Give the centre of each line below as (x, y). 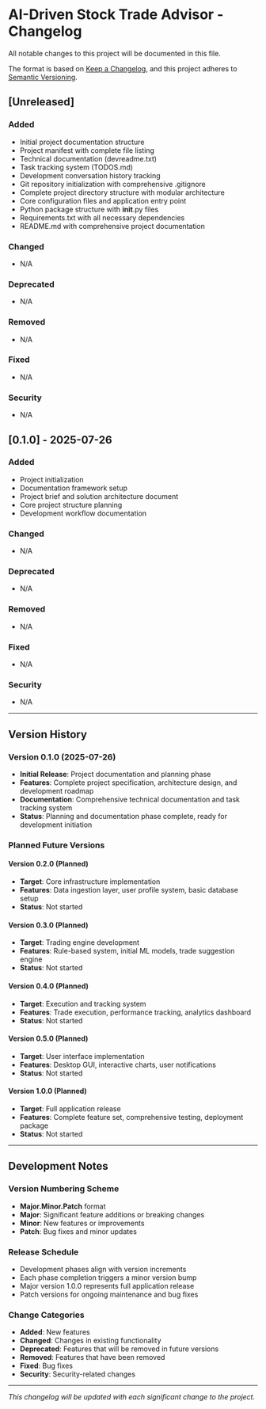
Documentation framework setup (74, 488)
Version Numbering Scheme (64, 1189)
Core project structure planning (71, 505)
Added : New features (55, 1332)
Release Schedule (44, 1251)
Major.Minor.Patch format (63, 1206)
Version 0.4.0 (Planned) (49, 986)
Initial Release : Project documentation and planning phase (115, 774)
